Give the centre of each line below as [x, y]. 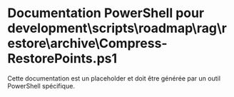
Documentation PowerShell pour [106, 13]
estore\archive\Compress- [87, 44]
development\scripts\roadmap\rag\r [117, 28]
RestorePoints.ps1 [62, 59]
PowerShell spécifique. [41, 86]
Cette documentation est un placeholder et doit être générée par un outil [114, 78]
